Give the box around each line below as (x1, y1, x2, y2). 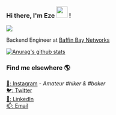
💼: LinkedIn (6, 95, 34, 102)
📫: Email (6, 102, 29, 109)
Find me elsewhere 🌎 (6, 64, 71, 72)
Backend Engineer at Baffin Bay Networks (6, 36, 110, 44)
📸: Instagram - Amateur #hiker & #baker (6, 79, 106, 87)
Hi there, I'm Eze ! (6, 11, 72, 19)
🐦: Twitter (6, 87, 32, 94)
